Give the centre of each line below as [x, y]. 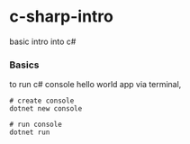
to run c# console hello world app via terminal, [95, 85]
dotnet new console [46, 109]
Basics [24, 65]
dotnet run [30, 132]
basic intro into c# [43, 41]
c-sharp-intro [62, 17]
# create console [42, 101]
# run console [36, 125]
